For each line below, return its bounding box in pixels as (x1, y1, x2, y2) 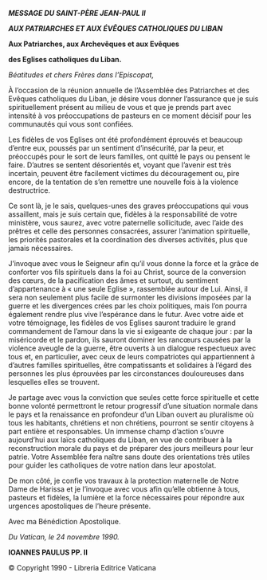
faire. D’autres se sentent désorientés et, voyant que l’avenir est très (8, 160, 232, 170)
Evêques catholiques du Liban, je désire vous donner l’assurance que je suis (8, 94, 259, 104)
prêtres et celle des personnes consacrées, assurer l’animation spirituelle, (8, 226, 251, 236)
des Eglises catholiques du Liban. (8, 55, 122, 64)
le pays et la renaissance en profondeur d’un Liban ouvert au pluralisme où (8, 410, 254, 419)
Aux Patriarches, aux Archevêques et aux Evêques (8, 39, 179, 49)
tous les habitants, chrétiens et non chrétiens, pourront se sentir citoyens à (8, 418, 254, 427)
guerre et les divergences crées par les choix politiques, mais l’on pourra (8, 301, 248, 311)
